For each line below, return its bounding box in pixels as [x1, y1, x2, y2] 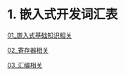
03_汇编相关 [7, 61, 43, 69]
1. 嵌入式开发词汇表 [7, 6, 118, 23]
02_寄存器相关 [7, 46, 49, 54]
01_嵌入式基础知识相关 [7, 31, 72, 39]
